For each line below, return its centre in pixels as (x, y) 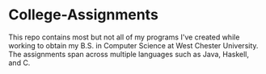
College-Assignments (84, 15)
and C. (19, 63)
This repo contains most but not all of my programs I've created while (124, 37)
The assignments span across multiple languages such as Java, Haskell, (129, 54)
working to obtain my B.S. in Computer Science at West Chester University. (133, 45)
